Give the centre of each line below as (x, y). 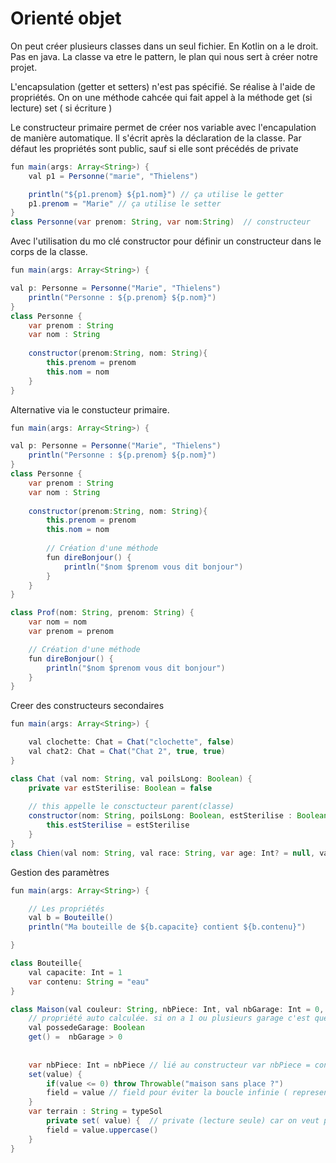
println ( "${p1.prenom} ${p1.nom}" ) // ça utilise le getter (156, 194)
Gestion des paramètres (60, 872)
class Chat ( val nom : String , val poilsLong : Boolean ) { (131, 778)
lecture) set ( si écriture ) (61, 108)
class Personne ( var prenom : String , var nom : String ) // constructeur (160, 222)
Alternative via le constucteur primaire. (90, 409)
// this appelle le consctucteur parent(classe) (131, 807)
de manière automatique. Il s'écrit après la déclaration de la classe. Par (156, 138)
